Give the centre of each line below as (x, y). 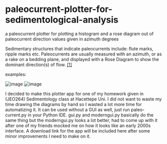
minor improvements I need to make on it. (48, 136)
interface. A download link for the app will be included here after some (77, 130)
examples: (16, 74)
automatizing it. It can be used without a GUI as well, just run (67, 109)
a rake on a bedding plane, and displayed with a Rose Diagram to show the (82, 59)
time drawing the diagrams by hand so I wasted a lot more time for (73, 104)
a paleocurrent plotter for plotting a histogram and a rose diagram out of (79, 33)
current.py (16, 115)
